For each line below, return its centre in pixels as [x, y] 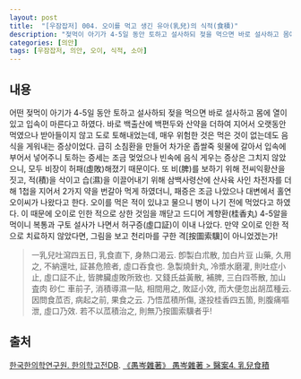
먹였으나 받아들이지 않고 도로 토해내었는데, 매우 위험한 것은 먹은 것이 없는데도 [144, 134]
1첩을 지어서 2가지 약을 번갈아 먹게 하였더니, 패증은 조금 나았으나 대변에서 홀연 [155, 191]
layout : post [34, 17]
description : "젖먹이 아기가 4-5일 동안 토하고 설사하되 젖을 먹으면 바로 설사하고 [144, 34]
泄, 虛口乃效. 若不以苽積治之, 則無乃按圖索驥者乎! [121, 311]
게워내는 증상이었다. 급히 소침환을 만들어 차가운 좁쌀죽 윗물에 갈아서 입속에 [156, 146]
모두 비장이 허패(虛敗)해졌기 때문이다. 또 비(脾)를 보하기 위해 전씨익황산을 [157, 168]
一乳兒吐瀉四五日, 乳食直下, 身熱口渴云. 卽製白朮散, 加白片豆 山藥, [152, 254]
